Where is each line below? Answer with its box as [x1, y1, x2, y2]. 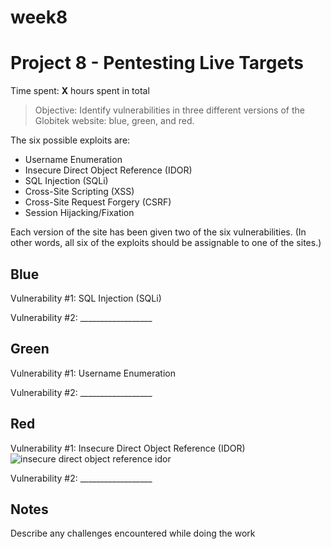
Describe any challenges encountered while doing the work [10, 527, 256, 540]
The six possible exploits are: [10, 134, 131, 146]
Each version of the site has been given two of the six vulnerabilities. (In [10, 226, 307, 238]
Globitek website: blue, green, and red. [34, 115, 195, 127]
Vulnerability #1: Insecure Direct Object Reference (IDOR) [10, 442, 246, 454]
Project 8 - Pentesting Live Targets [10, 52, 304, 75]
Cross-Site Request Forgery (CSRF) [24, 196, 172, 208]
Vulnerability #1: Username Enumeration [10, 367, 176, 379]
